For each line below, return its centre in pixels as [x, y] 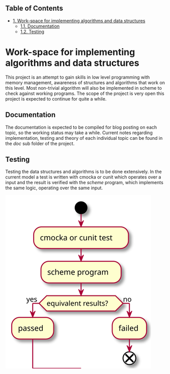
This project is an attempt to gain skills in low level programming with [78, 77]
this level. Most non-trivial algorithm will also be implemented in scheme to [83, 88]
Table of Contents [34, 8]
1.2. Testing [32, 31]
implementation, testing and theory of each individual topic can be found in [84, 138]
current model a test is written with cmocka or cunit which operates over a [83, 177]
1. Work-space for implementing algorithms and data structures [79, 20]
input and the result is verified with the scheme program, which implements [84, 183]
